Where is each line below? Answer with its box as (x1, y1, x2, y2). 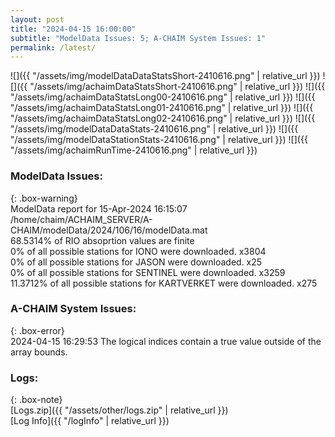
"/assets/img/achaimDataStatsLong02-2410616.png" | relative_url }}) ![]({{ (10, 112, 316, 125)
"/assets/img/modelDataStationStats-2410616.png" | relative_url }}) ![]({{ (10, 134, 308, 146)
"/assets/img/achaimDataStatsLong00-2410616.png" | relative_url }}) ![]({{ (10, 91, 316, 103)
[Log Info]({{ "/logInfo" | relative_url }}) (10, 415, 170, 427)
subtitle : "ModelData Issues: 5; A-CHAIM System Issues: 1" (10, 33, 267, 43)
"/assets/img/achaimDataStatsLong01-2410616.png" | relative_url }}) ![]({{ (10, 102, 314, 114)
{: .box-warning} (10, 192, 78, 204)
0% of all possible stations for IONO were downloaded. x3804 (10, 245, 267, 257)
